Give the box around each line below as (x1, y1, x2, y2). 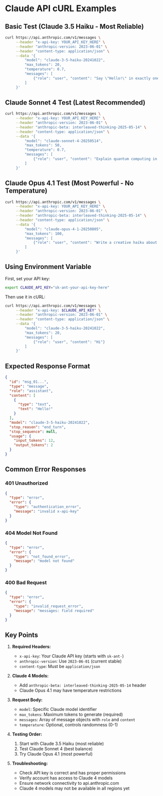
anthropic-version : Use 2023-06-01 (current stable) (19, 658, 122, 664)
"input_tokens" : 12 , (14, 438, 55, 443)
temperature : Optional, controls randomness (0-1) (19, 722, 118, 728)
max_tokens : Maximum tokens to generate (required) (19, 711, 123, 718)
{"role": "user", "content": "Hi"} (33, 339, 105, 344)
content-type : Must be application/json (19, 664, 100, 669)
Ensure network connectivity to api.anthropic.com (19, 780, 119, 786)
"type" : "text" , (17, 402, 51, 407)
